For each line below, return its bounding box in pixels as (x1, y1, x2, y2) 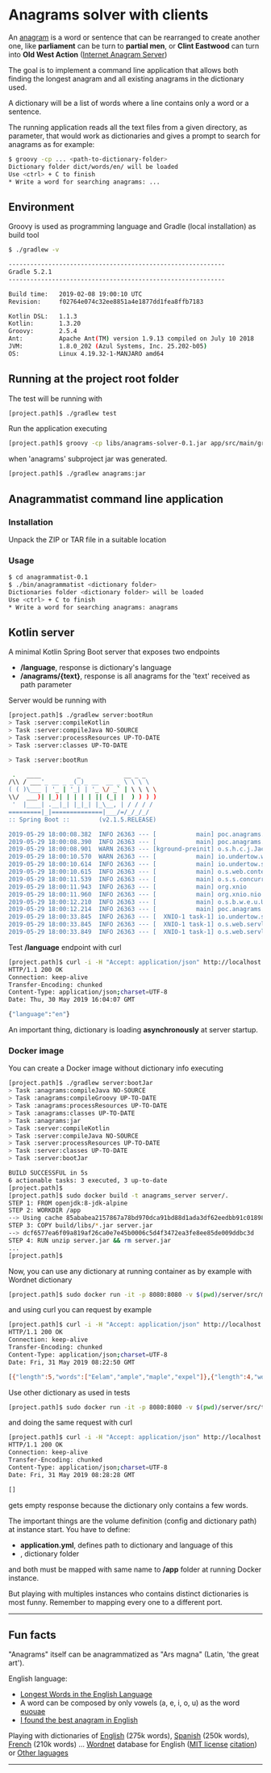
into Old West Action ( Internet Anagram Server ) (8, 49, 168, 59)
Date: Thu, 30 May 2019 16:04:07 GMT (8, 996, 135, 1004)
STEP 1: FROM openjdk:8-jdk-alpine (8, 1199, 128, 1207)
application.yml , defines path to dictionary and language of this (19, 1540, 234, 1550)
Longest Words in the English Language (19, 1690, 153, 1699)
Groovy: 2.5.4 (8, 327, 78, 336)
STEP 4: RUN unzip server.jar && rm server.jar (8, 1236, 172, 1244)
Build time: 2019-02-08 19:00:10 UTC (8, 289, 143, 298)
